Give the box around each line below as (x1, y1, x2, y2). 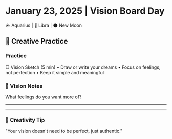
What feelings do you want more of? (5, 94, 82, 100)
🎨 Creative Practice (5, 37, 68, 46)
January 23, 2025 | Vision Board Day (5, 5, 165, 17)
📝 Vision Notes (5, 82, 43, 89)
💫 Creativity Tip (5, 116, 45, 123)
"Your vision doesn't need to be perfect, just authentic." (5, 128, 123, 134)
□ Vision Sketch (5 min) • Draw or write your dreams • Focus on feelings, (5, 64, 161, 70)
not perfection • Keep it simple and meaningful (5, 69, 104, 75)
